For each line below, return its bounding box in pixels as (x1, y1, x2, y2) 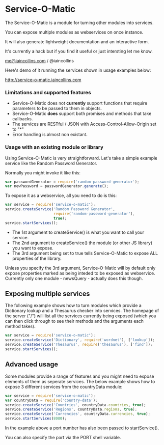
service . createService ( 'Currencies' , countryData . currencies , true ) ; (5, 412, 151, 417)
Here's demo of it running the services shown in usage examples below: (5, 67, 151, 73)
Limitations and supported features (5, 89, 91, 96)
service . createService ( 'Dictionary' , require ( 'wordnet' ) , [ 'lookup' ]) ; (5, 337, 155, 342)
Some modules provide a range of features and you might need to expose (5, 373, 155, 379)
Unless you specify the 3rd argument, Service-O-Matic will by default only (5, 265, 156, 271)
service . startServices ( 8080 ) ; (5, 416, 67, 421)
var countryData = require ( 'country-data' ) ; (5, 398, 98, 403)
